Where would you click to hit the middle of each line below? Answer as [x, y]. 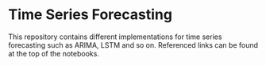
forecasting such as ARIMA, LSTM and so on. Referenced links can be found [133, 45]
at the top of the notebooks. [54, 53]
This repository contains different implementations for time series [115, 37]
